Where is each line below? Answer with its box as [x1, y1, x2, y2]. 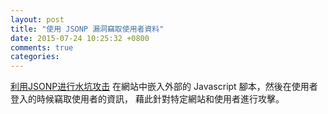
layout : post [10, 14, 65, 25]
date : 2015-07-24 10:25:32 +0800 [10, 33, 150, 43]
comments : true [10, 42, 74, 53]
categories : [10, 52, 60, 62]
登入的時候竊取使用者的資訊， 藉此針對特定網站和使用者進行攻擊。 [10, 93, 285, 105]
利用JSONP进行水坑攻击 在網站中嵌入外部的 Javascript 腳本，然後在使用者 [10, 81, 318, 93]
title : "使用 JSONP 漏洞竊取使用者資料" [10, 24, 165, 34]
